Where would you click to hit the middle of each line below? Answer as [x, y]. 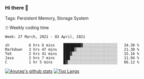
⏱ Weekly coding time [27, 28]
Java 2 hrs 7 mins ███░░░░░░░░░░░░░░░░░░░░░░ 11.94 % [72, 58]
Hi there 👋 [17, 8]
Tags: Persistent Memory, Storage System [47, 18]
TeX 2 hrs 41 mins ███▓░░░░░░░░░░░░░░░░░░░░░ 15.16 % [72, 54]
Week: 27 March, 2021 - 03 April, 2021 [45, 37]
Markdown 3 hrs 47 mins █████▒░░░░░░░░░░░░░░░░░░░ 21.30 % [72, 50]
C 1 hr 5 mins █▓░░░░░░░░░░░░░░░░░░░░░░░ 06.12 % [72, 63]
